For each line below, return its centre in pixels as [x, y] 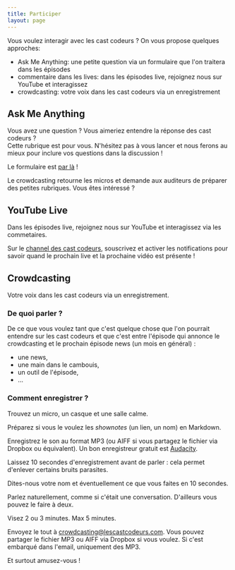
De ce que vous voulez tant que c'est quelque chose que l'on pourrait [109, 329]
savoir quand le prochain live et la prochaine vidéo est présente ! [101, 256]
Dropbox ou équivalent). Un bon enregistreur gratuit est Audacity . [103, 448]
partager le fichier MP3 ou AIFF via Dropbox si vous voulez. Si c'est [105, 539]
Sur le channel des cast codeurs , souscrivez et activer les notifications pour [117, 248]
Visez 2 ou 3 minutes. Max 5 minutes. [62, 518]
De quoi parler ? [35, 313]
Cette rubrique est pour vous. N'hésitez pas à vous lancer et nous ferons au [117, 146]
